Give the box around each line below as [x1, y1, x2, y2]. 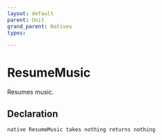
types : [7, 29, 26, 37]
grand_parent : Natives [7, 23, 72, 30]
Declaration [7, 108, 59, 119]
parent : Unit [7, 17, 45, 23]
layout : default [7, 10, 54, 17]
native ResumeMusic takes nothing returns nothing [7, 126, 156, 133]
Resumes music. [7, 88, 54, 97]
